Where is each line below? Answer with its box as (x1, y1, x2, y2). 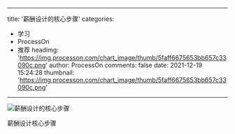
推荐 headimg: (17, 46, 59, 54)
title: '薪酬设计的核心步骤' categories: (7, 15, 115, 23)
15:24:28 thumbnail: (17, 68, 75, 77)
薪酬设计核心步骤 (7, 119, 57, 127)
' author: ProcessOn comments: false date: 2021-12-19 (45, 61, 203, 69)
